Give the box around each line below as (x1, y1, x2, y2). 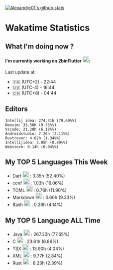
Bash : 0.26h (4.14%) (12, 201, 63, 207)
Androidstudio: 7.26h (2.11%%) (5, 131, 70, 136)
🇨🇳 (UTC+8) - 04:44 (12, 90, 57, 96)
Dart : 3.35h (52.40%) (12, 173, 65, 179)
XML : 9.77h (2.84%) (12, 253, 63, 259)
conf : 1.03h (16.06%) (12, 180, 64, 186)
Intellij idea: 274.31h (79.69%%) (5, 118, 77, 123)
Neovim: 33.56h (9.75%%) (5, 122, 57, 127)
